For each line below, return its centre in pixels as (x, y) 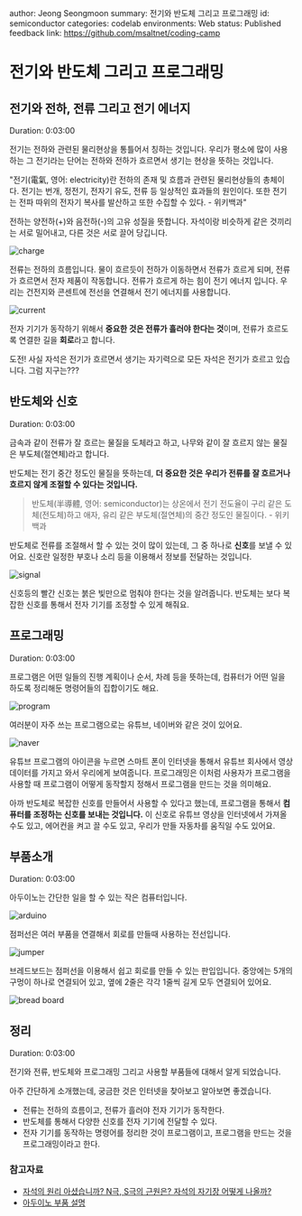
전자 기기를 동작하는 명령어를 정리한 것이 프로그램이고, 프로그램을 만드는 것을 (157, 1133)
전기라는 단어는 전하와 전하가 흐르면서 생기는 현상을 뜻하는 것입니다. (155, 160)
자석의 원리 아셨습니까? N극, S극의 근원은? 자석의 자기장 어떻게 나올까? (147, 1191)
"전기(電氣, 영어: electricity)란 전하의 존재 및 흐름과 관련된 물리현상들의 (135, 180)
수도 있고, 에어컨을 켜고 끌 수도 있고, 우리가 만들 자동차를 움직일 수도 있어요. (142, 825)
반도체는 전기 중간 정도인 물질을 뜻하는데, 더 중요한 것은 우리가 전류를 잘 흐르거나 (150, 473)
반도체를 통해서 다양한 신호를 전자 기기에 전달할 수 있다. (120, 1121)
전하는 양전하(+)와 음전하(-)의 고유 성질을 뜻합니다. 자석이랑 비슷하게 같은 (139, 221)
